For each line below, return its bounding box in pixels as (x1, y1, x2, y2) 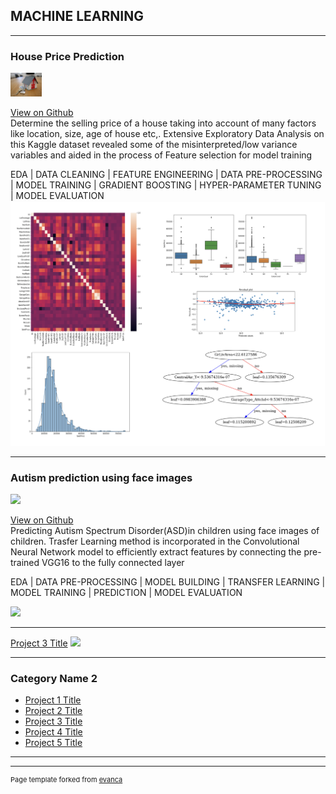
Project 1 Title (24, 694, 82, 706)
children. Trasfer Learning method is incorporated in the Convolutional (10, 535, 300, 548)
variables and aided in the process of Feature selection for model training (10, 149, 313, 161)
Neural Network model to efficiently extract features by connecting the (10, 546, 302, 558)
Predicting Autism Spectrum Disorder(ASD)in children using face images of (10, 525, 320, 537)
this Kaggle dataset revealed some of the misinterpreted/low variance (10, 138, 298, 150)
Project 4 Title (24, 726, 83, 738)
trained (10, 557, 40, 569)
